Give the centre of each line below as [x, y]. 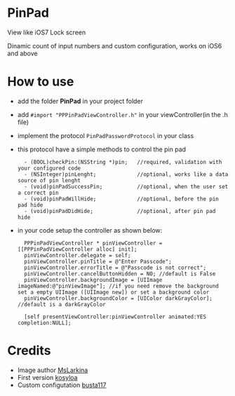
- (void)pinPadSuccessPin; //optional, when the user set [126, 186]
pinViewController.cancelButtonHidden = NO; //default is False [120, 274]
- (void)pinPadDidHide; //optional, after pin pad [120, 211]
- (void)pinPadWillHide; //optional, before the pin [121, 199]
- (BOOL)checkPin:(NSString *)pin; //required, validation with [123, 162]
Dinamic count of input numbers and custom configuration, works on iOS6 [115, 46]
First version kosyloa [47, 377]
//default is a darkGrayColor [62, 304]
